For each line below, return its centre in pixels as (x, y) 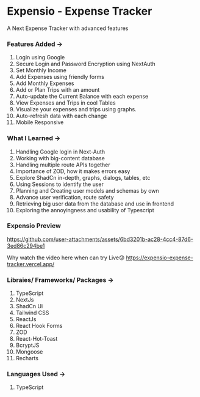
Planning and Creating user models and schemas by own (87, 190)
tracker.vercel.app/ (31, 264)
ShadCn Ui (29, 306)
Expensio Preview (34, 226)
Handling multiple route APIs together (63, 165)
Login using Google (40, 58)
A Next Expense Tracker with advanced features (68, 28)
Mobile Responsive (40, 122)
